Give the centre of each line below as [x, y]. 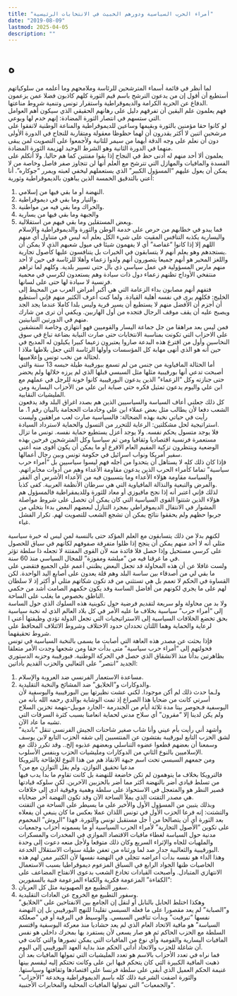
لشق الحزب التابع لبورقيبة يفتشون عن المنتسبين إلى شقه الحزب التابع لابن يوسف [124, 737]
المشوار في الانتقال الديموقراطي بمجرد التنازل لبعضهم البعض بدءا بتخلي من [117, 507]
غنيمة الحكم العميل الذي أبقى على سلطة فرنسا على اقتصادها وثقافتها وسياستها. [122, 970]
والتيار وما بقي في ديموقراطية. [58, 199]
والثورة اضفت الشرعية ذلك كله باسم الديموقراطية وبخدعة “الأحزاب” [107, 977]
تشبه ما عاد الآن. [40, 722]
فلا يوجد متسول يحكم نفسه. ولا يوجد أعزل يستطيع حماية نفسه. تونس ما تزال [119, 432]
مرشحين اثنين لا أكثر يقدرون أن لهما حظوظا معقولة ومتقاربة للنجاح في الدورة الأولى [117, 133]
